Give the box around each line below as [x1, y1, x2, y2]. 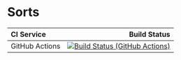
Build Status [129, 29, 171, 39]
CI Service [10, 29, 47, 39]
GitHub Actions [10, 41, 61, 51]
